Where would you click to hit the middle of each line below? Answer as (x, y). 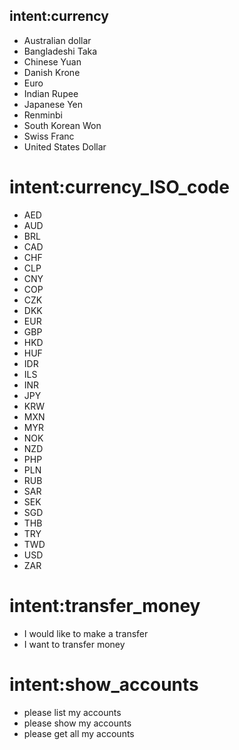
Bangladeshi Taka (60, 51)
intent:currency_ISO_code (119, 187)
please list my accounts (72, 712)
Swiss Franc (49, 136)
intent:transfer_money (105, 605)
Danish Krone (52, 72)
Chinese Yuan (52, 61)
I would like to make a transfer (86, 633)
